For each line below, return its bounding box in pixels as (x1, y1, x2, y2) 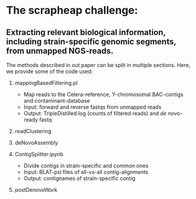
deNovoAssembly (14, 139, 58, 146)
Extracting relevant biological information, (6, 27, 166, 37)
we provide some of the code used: (6, 68, 93, 75)
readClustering (14, 128, 52, 134)
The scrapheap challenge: (6, 4, 138, 17)
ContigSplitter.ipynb (14, 151, 64, 157)
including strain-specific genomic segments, (6, 36, 176, 46)
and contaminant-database (23, 97, 90, 104)
